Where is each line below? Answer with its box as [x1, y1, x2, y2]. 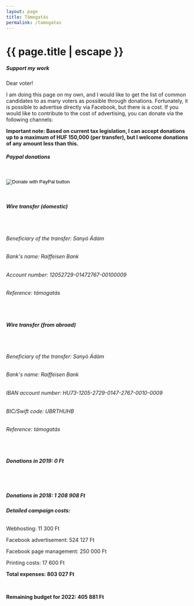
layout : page [6, 8, 38, 15]
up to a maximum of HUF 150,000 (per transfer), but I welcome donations [6, 134, 188, 141]
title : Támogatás [6, 14, 49, 20]
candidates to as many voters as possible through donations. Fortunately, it [6, 97, 188, 104]
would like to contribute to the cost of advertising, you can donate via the [6, 109, 183, 116]
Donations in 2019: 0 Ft [6, 457, 64, 465]
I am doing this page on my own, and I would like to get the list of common [6, 91, 186, 98]
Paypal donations [6, 154, 51, 161]
